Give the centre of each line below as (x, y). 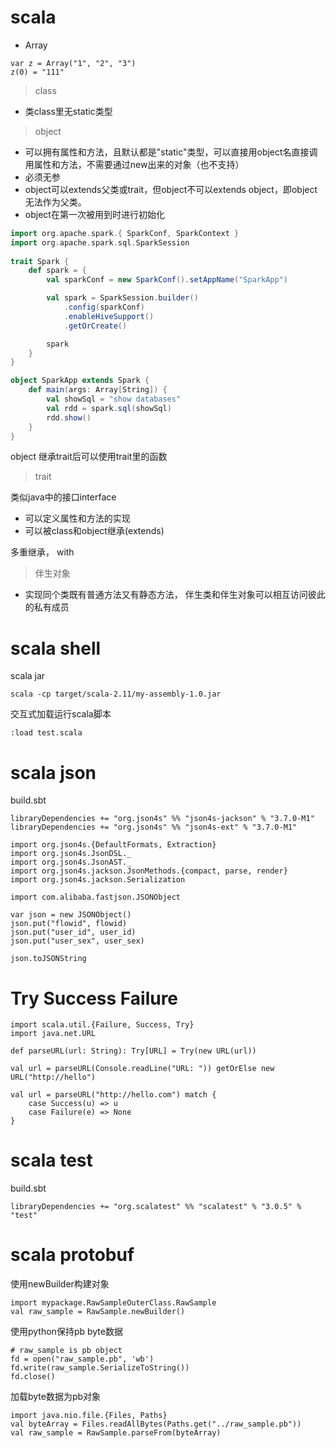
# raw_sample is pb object (66, 1351)
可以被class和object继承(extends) (94, 531)
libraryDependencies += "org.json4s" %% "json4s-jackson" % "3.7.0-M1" (162, 819)
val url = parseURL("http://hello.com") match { (113, 1095)
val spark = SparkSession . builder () (122, 298)
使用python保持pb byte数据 (66, 1332)
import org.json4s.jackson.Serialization (98, 880)
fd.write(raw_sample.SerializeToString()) (100, 1368)
